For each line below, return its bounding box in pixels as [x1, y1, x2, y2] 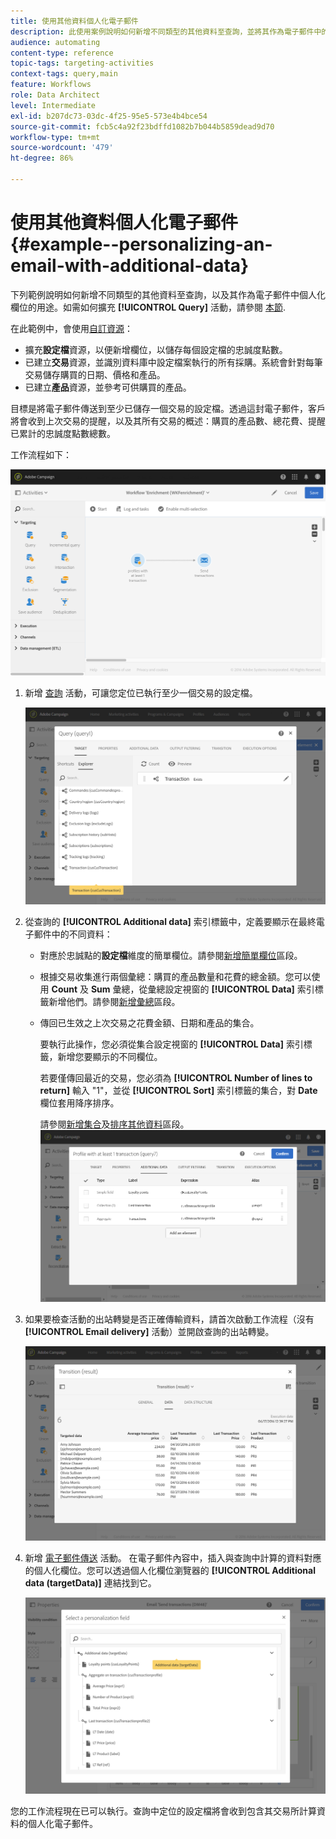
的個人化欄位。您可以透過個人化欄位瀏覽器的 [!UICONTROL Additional [24, 1564, 317, 1576]
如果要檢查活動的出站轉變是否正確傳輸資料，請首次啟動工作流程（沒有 [24, 1313, 315, 1325]
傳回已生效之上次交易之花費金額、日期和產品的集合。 [39, 1016, 260, 1029]
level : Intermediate [10, 100, 97, 110]
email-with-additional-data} [10, 255, 250, 277]
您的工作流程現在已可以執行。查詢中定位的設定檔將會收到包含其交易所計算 [10, 1805, 317, 1817]
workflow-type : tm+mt [10, 132, 101, 142]
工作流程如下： [10, 448, 72, 460]
